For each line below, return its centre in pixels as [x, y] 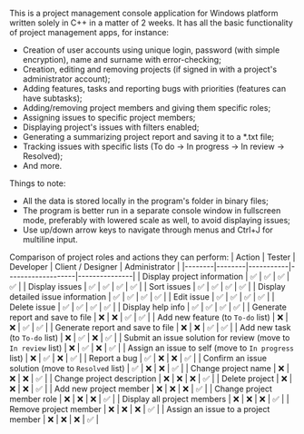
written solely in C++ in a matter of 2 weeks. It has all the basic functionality [151, 23]
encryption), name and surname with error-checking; [122, 59]
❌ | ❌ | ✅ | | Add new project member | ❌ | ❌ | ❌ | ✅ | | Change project [141, 389]
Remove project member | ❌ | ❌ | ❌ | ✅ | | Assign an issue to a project [140, 409]
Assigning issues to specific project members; [109, 118]
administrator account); [66, 79]
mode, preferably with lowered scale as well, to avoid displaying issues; [156, 220]
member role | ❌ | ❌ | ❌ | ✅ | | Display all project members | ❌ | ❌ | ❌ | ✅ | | [149, 399]
